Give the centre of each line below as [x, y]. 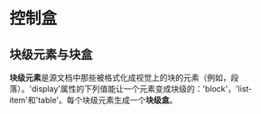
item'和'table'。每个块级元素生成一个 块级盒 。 [93, 100]
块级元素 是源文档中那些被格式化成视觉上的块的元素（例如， [120, 78]
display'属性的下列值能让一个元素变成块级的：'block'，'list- [142, 89]
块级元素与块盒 [51, 54]
